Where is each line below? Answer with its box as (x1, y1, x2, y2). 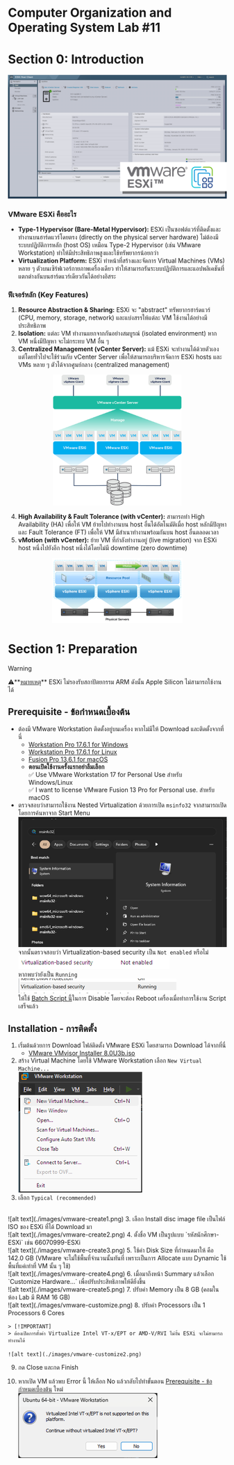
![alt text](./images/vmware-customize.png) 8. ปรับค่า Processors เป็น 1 (8, 1301, 206, 1310)
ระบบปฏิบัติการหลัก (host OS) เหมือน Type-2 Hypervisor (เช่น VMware (17, 240, 201, 249)
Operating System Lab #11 (8, 19, 161, 36)
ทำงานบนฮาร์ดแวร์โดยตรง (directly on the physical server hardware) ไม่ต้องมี (17, 233, 219, 241)
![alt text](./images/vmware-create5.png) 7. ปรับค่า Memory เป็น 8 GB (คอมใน (8, 1285, 219, 1294)
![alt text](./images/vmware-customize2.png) (8, 1351, 142, 1358)
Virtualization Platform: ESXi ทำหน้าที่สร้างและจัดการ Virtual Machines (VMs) (17, 256, 225, 265)
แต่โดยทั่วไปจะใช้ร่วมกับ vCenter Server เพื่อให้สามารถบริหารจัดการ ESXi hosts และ (17, 353, 222, 361)
